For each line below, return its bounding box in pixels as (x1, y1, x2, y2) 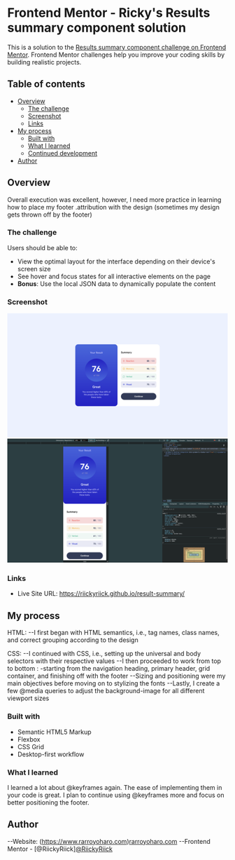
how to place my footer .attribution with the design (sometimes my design (7, 203, 220, 211)
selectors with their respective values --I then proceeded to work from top (7, 657, 222, 665)
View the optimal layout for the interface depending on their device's (17, 257, 215, 266)
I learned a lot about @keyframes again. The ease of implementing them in (7, 783, 222, 791)
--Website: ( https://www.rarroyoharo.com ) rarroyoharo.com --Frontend (7, 837, 211, 845)
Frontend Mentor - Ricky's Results (7, 5, 211, 21)
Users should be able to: (7, 243, 78, 252)
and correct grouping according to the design (7, 636, 138, 644)
